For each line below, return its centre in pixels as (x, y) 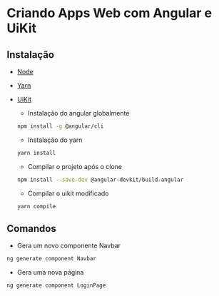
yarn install (36, 153)
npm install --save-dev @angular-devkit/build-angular (100, 180)
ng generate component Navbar (52, 259)
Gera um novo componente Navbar (69, 246)
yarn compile (36, 206)
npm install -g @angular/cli (60, 126)
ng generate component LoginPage (56, 286)
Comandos (31, 229)
